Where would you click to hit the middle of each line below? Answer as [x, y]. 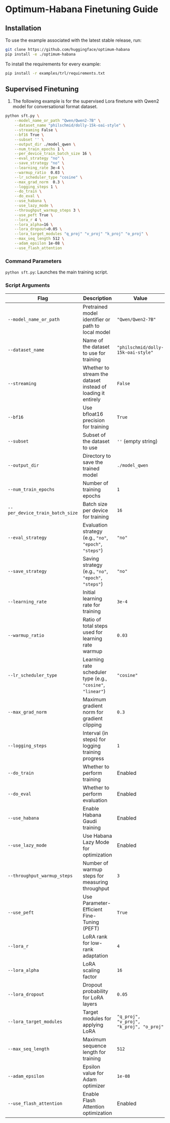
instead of [95, 387]
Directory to [97, 456]
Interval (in [96, 733]
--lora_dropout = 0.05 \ [38, 229]
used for [93, 632]
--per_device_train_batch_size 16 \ [53, 154]
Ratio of [92, 620]
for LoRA [93, 998]
